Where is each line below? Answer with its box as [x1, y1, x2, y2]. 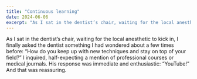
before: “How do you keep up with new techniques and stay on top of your [6, 48, 186, 55]
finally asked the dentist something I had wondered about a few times [6, 42, 174, 49]
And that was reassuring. [6, 67, 67, 74]
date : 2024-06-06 [6, 14, 49, 20]
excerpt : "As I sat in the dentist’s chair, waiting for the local [6, 19, 175, 25]
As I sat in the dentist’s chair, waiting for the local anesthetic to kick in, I [6, 36, 179, 43]
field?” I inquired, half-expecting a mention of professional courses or [6, 54, 174, 61]
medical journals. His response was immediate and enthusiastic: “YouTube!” [6, 60, 189, 67]
